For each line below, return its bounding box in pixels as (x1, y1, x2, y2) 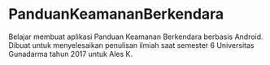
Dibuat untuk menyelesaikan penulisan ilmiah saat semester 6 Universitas (8, 40, 255, 50)
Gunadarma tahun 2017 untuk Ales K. (8, 49, 133, 58)
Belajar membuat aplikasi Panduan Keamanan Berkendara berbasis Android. (8, 32, 263, 41)
